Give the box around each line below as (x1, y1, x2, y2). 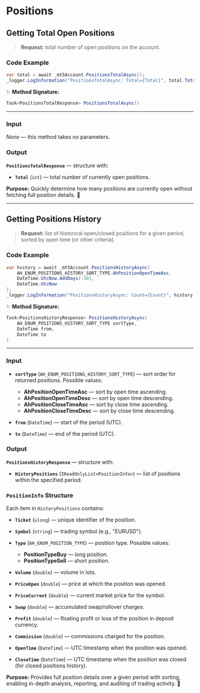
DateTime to (17, 332, 46, 338)
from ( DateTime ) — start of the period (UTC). (14, 419, 123, 426)
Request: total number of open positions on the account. (20, 43, 161, 51)
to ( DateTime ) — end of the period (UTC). (14, 430, 115, 437)
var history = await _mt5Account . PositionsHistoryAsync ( (6, 264, 151, 270)
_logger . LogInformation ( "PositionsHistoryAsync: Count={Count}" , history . (6, 292, 196, 298)
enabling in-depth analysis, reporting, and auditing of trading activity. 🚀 (6, 680, 181, 687)
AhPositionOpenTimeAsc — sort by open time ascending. (23, 388, 167, 395)
